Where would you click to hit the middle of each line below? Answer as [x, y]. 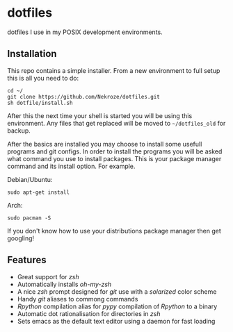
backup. [19, 131]
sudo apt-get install [39, 192]
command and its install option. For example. [71, 166]
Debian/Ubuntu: [30, 179]
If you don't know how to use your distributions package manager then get [114, 231]
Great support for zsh [48, 276]
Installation [32, 54]
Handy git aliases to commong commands [78, 299]
